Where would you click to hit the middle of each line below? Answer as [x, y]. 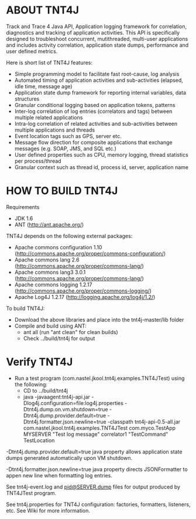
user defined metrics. [32, 51]
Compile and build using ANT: [50, 326]
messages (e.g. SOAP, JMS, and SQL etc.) [66, 148]
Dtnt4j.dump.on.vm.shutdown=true [66, 409]
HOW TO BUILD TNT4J [62, 191]
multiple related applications [49, 117]
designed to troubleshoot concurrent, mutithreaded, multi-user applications [97, 39]
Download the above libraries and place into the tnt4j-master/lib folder [99, 319]
